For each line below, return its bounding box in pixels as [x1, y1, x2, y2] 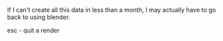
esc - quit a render [7, 27, 60, 34]
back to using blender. [7, 13, 71, 21]
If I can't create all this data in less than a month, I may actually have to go [7, 6, 216, 14]
